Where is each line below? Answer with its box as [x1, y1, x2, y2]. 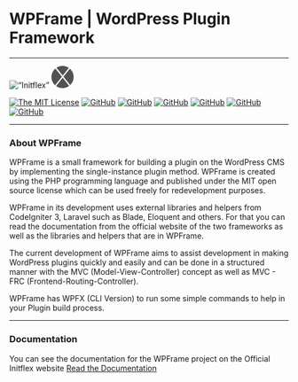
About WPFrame [9, 136, 82, 149]
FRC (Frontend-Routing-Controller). [9, 276, 139, 287]
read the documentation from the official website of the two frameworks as [9, 222, 284, 232]
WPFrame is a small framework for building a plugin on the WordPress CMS [9, 157, 286, 168]
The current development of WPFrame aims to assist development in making [9, 248, 289, 259]
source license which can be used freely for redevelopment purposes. [9, 185, 266, 196]
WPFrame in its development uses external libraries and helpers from [9, 202, 262, 213]
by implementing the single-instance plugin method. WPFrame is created [9, 167, 276, 177]
